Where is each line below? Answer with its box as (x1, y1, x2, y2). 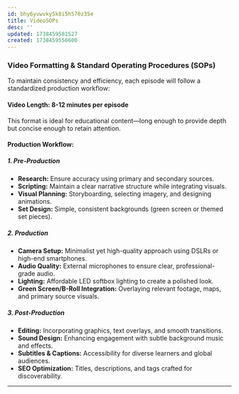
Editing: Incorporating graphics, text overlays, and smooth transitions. (17, 326, 224, 335)
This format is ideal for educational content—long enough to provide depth (7, 116, 226, 125)
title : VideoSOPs (7, 17, 59, 24)
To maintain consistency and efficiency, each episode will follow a (7, 76, 201, 85)
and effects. (17, 341, 53, 350)
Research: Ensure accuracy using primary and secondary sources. (17, 175, 215, 183)
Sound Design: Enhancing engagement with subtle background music (17, 334, 224, 343)
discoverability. (17, 372, 63, 380)
